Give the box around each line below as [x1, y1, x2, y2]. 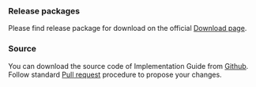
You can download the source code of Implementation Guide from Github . [8, 61, 249, 70]
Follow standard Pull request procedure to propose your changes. [8, 70, 223, 79]
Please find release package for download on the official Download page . [8, 24, 247, 33]
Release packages [8, 6, 81, 17]
